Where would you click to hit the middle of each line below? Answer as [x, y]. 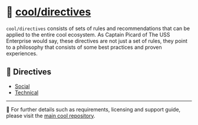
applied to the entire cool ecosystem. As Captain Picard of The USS [88, 34]
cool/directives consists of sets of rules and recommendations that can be [98, 28]
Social [22, 86]
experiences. [22, 53]
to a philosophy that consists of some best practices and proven [84, 47]
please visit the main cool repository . [51, 116]
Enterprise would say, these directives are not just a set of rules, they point [97, 41]
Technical [27, 92]
